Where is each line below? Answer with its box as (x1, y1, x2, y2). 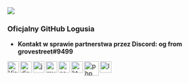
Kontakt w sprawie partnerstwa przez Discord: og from (17, 40, 183, 49)
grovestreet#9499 (17, 47, 73, 56)
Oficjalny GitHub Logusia (7, 24, 95, 34)
